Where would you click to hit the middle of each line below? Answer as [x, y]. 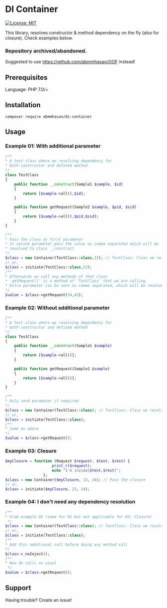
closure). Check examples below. [39, 38]
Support [18, 588]
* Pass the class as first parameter [44, 239]
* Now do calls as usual [31, 563]
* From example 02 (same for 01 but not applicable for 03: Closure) [79, 517]
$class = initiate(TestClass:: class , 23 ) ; [49, 267]
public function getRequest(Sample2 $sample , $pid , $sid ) [75, 207]
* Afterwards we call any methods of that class [56, 276]
